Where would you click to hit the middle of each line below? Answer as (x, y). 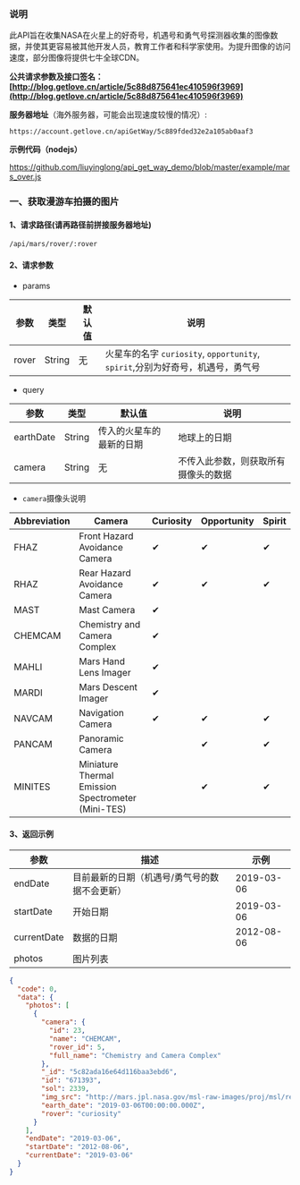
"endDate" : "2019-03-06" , (74, 1138)
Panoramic (101, 738)
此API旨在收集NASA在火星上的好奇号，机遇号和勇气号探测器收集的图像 (140, 35)
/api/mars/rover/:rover (54, 244)
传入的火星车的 (129, 431)
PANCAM (33, 744)
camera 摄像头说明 (54, 498)
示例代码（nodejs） (46, 149)
